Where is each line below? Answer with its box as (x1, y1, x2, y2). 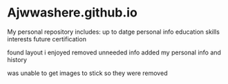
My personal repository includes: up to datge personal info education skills (7, 28, 220, 36)
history (7, 55, 28, 63)
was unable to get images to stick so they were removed (7, 69, 168, 77)
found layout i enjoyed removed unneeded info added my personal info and (7, 48, 221, 56)
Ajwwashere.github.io (7, 5, 138, 21)
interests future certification (7, 34, 86, 43)
